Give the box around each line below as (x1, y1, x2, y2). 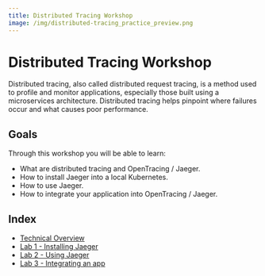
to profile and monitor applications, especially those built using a (8, 88, 220, 98)
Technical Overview (19, 233, 85, 243)
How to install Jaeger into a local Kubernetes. (19, 172, 169, 182)
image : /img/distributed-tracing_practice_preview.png (8, 19, 194, 27)
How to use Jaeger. (19, 181, 84, 190)
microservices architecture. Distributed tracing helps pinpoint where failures (8, 96, 257, 105)
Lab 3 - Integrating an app (19, 259, 106, 268)
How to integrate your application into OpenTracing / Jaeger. (19, 190, 218, 199)
